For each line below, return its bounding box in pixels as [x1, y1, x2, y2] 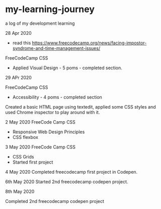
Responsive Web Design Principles [12, 129, 85, 135]
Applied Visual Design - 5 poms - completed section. [12, 65, 122, 71]
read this [12, 39, 31, 46]
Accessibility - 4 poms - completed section [12, 94, 102, 100]
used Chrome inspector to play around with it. [5, 109, 100, 115]
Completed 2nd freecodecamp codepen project [5, 198, 105, 204]
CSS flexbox [12, 134, 39, 140]
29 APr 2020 [5, 74, 32, 80]
